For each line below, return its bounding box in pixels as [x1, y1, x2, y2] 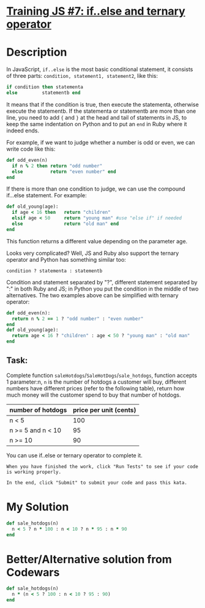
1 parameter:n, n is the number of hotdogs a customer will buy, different [6, 378, 187, 386]
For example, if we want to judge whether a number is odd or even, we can [6, 139, 195, 146]
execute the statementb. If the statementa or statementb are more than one [6, 107, 196, 115]
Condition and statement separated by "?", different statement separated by [6, 278, 198, 286]
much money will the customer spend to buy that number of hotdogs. [6, 391, 181, 398]
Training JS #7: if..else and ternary [6, 4, 185, 18]
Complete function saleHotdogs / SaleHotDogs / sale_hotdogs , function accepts [6, 371, 198, 379]
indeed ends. [6, 127, 40, 134]
